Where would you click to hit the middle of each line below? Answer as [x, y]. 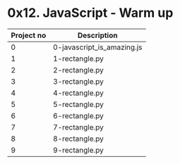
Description [97, 35]
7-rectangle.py [78, 127]
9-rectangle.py [78, 150]
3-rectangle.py [78, 81]
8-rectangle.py [78, 139]
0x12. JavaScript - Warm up [90, 13]
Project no [29, 35]
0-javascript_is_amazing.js [97, 47]
